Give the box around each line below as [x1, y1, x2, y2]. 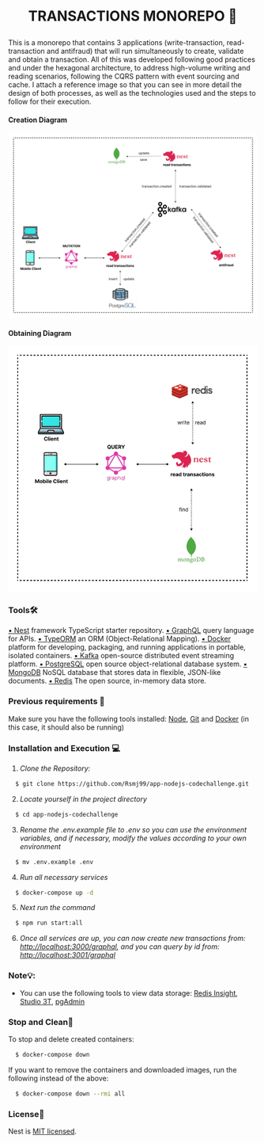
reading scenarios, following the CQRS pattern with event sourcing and [8, 71, 239, 82]
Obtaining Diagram [8, 328, 72, 337]
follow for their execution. [8, 97, 92, 106]
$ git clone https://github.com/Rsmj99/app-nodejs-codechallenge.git [15, 779, 249, 787]
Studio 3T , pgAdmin [19, 996, 85, 1006]
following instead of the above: [8, 1073, 109, 1083]
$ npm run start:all [15, 919, 83, 928]
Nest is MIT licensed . [8, 1126, 77, 1136]
